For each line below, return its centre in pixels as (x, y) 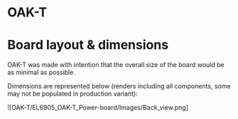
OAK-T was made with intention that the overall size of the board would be (116, 65)
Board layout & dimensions (88, 45)
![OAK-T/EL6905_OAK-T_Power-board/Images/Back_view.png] (98, 108)
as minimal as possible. (42, 73)
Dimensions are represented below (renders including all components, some (119, 86)
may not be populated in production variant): (73, 94)
